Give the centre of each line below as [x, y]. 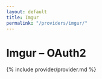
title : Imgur [23, 17]
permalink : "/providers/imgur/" [47, 23]
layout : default [27, 12]
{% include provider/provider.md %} [51, 69]
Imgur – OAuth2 [46, 53]
